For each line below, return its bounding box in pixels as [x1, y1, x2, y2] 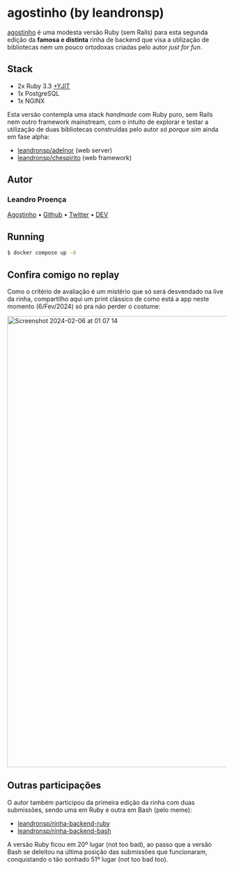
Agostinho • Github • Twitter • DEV [7, 211, 109, 219]
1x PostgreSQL [17, 89, 60, 97]
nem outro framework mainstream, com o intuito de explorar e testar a [7, 117, 209, 126]
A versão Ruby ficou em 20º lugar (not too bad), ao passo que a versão [7, 840, 212, 848]
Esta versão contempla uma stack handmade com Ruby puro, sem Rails [7, 110, 214, 118]
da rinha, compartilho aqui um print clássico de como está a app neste [7, 294, 210, 303]
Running [7, 231, 45, 243]
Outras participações [7, 780, 102, 792]
